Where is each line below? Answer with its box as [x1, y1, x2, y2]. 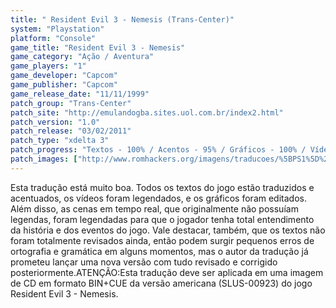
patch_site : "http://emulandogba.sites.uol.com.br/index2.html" [10, 107, 284, 118]
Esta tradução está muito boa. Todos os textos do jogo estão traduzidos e [10, 181, 315, 193]
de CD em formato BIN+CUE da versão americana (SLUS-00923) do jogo [10, 277, 313, 289]
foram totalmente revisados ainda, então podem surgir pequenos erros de [10, 234, 315, 246]
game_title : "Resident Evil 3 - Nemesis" [10, 42, 186, 53]
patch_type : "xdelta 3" [10, 136, 110, 146]
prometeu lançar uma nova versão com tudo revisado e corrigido [10, 256, 278, 268]
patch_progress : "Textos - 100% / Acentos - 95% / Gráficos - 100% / [10, 145, 307, 155]
